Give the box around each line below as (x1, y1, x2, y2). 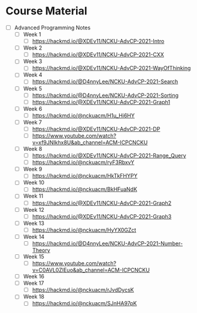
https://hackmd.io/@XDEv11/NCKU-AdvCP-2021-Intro (32, 38, 165, 45)
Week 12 (23, 206, 44, 213)
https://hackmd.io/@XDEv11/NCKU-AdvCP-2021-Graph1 (32, 98, 171, 105)
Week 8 (23, 145, 43, 152)
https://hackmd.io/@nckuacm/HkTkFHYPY (32, 172, 138, 180)
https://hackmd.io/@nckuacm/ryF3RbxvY (32, 159, 135, 166)
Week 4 (23, 71, 43, 78)
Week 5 (23, 85, 43, 92)
